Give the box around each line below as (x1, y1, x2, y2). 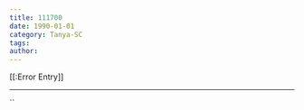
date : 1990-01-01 (9, 22, 75, 31)
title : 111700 (9, 13, 63, 23)
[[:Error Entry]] (9, 71, 64, 82)
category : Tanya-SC (9, 30, 83, 39)
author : (9, 47, 39, 56)
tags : (9, 38, 30, 48)
